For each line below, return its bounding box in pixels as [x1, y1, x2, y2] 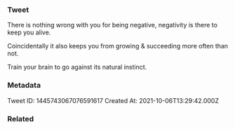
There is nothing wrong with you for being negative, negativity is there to [7, 21, 217, 29]
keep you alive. [7, 28, 51, 36]
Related [7, 114, 34, 123]
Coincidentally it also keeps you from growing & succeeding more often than [7, 42, 229, 50]
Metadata [7, 81, 41, 90]
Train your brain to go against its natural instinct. [7, 63, 147, 72]
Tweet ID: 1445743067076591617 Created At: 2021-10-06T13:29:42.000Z [7, 96, 220, 104]
